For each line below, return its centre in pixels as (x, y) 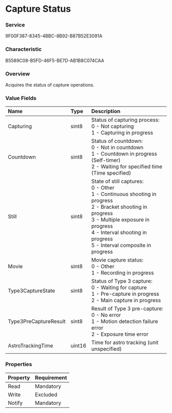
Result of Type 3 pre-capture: (127, 309)
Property (19, 378)
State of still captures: (118, 181)
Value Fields (21, 98)
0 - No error (106, 315)
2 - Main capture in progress (126, 300)
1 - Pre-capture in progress (125, 294)
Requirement (51, 378)
